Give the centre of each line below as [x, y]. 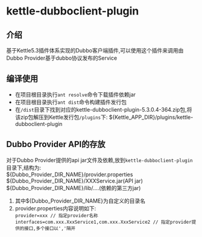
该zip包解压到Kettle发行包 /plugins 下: [61, 117]
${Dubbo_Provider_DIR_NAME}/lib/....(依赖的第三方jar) [74, 188]
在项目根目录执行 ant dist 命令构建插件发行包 [71, 102]
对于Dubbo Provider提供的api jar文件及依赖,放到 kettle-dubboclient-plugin [99, 160]
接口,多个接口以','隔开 [50, 228]
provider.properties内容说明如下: [55, 208]
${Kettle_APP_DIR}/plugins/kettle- [151, 117]
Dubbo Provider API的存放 [56, 144]
